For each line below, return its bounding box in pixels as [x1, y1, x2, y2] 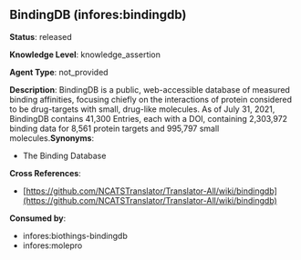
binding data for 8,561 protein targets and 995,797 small [9, 123, 220, 134]
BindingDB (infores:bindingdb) [9, 7, 187, 23]
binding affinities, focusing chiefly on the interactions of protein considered [9, 94, 293, 105]
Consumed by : [9, 213, 67, 224]
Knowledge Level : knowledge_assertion [9, 49, 161, 60]
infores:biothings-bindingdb [22, 230, 128, 241]
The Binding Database [22, 150, 107, 161]
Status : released [9, 31, 73, 42]
